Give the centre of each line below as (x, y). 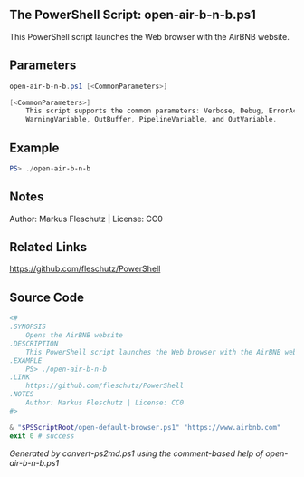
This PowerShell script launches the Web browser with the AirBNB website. (149, 36)
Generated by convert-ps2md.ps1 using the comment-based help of (137, 453)
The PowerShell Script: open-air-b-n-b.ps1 (133, 15)
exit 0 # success (42, 436)
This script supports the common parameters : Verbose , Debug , (145, 111)
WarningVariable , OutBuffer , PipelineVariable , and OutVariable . (152, 120)
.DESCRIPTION (34, 344)
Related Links (48, 247)
